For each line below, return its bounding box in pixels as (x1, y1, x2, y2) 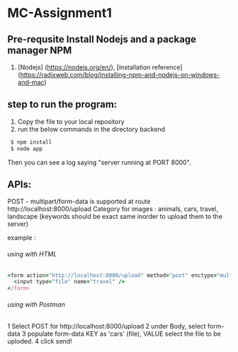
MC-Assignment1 (7, 5, 112, 21)
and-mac (17, 78, 45, 86)
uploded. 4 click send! (7, 337, 72, 346)
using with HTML (7, 249, 57, 258)
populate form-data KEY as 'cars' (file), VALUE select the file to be (27, 329, 221, 338)
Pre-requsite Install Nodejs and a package (7, 33, 197, 45)
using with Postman (7, 300, 65, 309)
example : (7, 234, 36, 242)
